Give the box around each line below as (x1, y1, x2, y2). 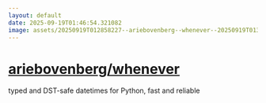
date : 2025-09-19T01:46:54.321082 (8, 19, 123, 27)
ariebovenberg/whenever (8, 60, 180, 78)
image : (8, 26, 30, 34)
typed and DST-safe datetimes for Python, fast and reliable (8, 86, 200, 95)
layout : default (8, 11, 62, 20)
